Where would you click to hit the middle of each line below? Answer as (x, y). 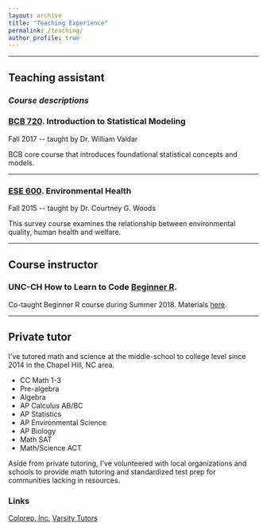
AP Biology (38, 431)
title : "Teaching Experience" (58, 23)
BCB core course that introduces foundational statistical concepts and (123, 154)
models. (21, 162)
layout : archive (35, 16)
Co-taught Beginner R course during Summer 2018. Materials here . (118, 304)
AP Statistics (41, 414)
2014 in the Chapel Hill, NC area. (62, 365)
